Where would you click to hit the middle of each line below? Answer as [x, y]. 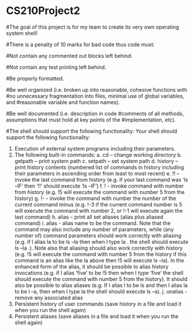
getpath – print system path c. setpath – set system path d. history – [96, 161]
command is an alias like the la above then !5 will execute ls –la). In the [99, 260]
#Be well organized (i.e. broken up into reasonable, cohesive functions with [97, 89]
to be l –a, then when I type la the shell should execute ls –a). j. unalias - [101, 291]
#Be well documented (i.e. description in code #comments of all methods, [95, 113]
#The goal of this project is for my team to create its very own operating [93, 27]
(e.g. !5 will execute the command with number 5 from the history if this [101, 254]
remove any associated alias [49, 298]
